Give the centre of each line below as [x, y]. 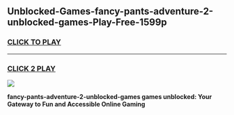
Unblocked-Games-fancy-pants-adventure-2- [110, 11]
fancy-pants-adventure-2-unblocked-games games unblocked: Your [110, 96]
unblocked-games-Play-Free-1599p [87, 23]
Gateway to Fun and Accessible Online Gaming [76, 104]
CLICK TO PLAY [34, 43]
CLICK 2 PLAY [31, 68]
